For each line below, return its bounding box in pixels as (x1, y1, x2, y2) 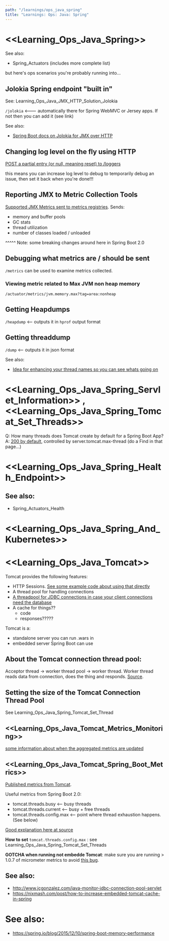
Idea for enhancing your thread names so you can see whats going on (12, 366, 158, 372)
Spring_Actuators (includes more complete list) (12, 60, 110, 66)
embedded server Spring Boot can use (12, 640, 93, 646)
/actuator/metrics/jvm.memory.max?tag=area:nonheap (5, 291, 116, 297)
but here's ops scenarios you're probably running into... (5, 70, 121, 76)
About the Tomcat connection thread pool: (5, 655, 142, 663)
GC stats (12, 219, 31, 225)
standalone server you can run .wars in (12, 635, 94, 641)
